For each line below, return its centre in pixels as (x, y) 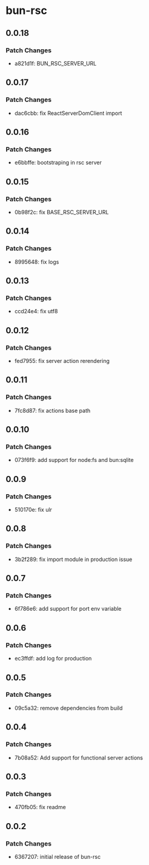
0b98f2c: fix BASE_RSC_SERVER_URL (61, 212)
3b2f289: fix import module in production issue (73, 559)
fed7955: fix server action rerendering (62, 361)
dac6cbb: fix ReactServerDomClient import (68, 113)
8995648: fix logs (37, 262)
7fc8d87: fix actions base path (52, 410)
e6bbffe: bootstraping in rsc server (58, 163)
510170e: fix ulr (33, 510)
